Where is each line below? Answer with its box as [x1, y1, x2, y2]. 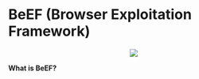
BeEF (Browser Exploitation [8, 6, 193, 24]
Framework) [8, 22, 91, 40]
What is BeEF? [8, 63, 57, 73]
